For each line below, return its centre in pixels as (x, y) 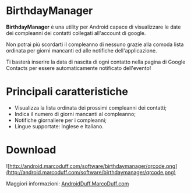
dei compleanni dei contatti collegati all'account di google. (76, 33)
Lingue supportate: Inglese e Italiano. (59, 126)
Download (31, 150)
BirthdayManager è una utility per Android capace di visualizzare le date (93, 27)
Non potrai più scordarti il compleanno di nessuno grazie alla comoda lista (95, 44)
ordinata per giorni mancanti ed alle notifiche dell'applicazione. (82, 50)
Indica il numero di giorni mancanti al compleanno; (75, 114)
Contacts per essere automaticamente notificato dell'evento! (79, 68)
